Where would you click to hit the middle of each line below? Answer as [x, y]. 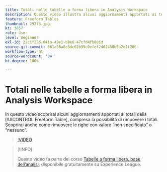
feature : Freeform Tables [32, 19]
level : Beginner [22, 38]
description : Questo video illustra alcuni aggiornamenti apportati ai [81, 14]
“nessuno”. [16, 130]
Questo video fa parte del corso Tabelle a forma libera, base [79, 159]
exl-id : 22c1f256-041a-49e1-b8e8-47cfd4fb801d [54, 42]
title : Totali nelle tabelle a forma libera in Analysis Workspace [77, 10]
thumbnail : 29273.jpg [28, 24]
